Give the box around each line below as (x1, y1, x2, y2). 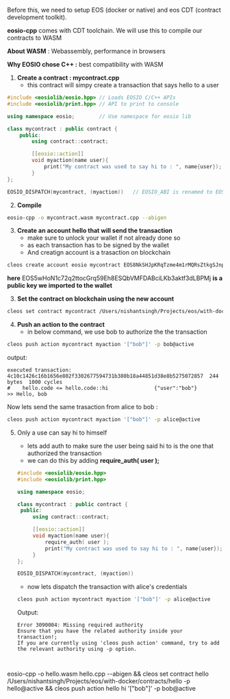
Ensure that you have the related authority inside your (16, 628, 183, 634)
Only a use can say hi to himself (16, 428, 107, 437)
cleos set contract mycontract (7, 308, 97, 315)
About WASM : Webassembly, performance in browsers (7, 47, 166, 55)
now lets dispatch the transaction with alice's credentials (27, 583, 188, 591)
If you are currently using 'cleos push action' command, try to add (16, 640, 220, 647)
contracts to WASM (7, 34, 62, 42)
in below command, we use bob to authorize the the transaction (27, 328, 207, 336)
